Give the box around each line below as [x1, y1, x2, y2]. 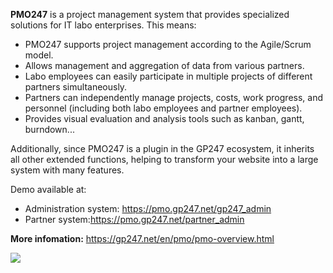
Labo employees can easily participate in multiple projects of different [24, 70, 313, 82]
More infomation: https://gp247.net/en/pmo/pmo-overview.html [10, 233, 275, 244]
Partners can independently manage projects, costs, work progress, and [24, 92, 324, 103]
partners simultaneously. [24, 81, 128, 93]
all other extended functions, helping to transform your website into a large [10, 154, 319, 165]
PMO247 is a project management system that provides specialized [10, 9, 290, 20]
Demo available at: [10, 184, 87, 195]
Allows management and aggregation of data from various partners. [24, 60, 305, 71]
